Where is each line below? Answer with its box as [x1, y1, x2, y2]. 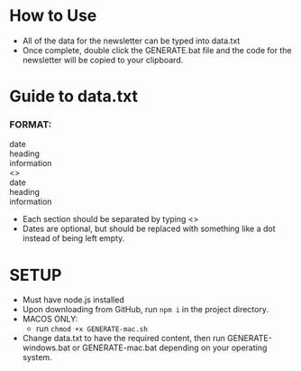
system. [22, 352, 52, 363]
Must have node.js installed [22, 294, 124, 305]
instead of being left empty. [22, 233, 125, 244]
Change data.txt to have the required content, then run [22, 333, 225, 344]
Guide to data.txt [9, 87, 138, 107]
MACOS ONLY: [22, 313, 78, 325]
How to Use [9, 5, 97, 26]
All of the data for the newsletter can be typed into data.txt [22, 35, 241, 46]
